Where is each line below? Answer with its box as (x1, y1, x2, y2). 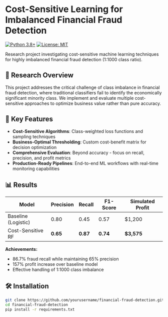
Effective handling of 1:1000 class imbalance (12, 267, 104, 273)
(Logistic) (7, 219, 30, 226)
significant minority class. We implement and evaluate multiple (5, 95, 134, 101)
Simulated (130, 198, 155, 205)
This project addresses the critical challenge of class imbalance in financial (5, 84, 160, 90)
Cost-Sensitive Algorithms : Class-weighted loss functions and (12, 128, 143, 134)
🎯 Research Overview (5, 71, 74, 80)
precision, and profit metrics (12, 154, 71, 161)
